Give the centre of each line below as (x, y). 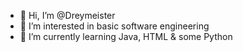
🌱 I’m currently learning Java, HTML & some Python (126, 36)
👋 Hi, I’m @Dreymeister (67, 15)
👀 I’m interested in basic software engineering (114, 26)
